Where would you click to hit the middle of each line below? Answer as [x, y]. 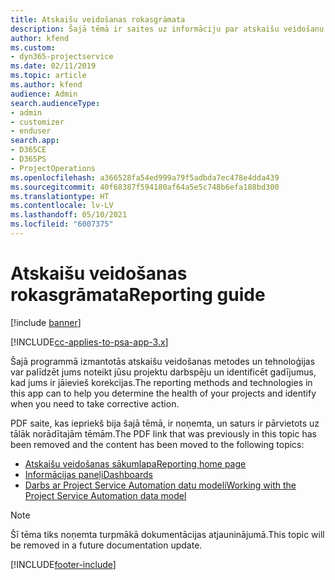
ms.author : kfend [46, 85]
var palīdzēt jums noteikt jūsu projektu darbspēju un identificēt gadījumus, [163, 372]
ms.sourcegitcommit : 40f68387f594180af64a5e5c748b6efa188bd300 [145, 187]
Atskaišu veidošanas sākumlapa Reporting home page [135, 463]
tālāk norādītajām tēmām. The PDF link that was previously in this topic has [163, 433]
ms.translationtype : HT [60, 196]
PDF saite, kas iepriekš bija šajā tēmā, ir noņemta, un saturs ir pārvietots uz [165, 423]
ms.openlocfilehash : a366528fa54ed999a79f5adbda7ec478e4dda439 [145, 177]
